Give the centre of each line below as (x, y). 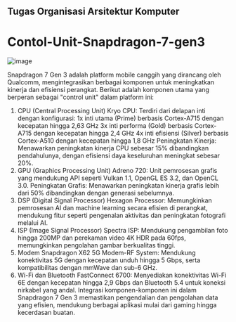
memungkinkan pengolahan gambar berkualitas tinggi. (96, 245)
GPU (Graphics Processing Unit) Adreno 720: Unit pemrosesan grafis (117, 171)
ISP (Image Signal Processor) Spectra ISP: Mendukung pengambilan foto (123, 231)
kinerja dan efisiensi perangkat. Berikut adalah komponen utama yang (108, 90)
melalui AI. (32, 223)
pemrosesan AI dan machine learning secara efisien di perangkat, (113, 208)
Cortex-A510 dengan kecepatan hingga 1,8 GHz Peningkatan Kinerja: (117, 141)
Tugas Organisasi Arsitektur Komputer (93, 12)
